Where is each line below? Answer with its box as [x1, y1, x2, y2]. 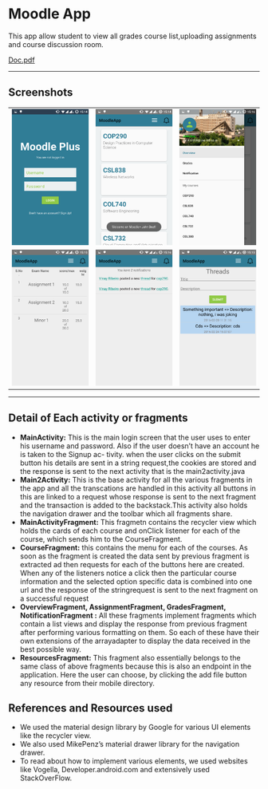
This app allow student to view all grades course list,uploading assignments [8, 31, 257, 41]
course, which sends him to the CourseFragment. [19, 534, 183, 543]
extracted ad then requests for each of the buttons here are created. [19, 559, 245, 569]
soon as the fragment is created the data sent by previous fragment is [19, 551, 250, 561]
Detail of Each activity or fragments [8, 412, 189, 425]
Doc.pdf [8, 55, 35, 65]
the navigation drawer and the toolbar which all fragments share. [19, 508, 233, 519]
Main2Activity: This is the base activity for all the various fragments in [19, 475, 253, 484]
